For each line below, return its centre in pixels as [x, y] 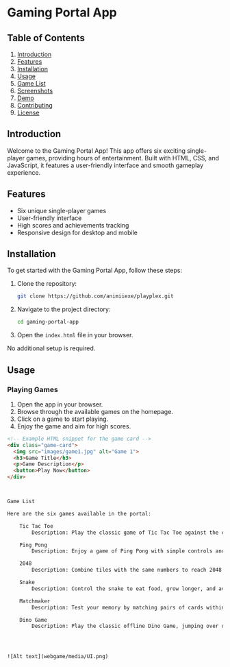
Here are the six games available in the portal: [79, 513]
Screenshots [35, 91]
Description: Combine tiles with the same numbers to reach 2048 [127, 570]
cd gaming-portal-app [48, 322]
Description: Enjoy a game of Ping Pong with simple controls [122, 551]
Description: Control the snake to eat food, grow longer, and [124, 589]
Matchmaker [35, 601]
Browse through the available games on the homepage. [95, 411]
